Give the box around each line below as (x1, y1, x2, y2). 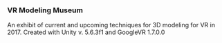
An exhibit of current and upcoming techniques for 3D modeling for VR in (7, 21, 216, 29)
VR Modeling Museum (7, 5, 83, 15)
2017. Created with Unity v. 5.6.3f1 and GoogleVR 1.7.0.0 (7, 28, 165, 36)
